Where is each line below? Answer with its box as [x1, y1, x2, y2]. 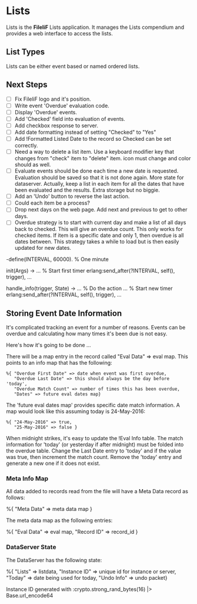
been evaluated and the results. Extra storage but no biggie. [14, 187, 160, 194]
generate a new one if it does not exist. [6, 460, 101, 467]
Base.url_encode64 [6, 592, 54, 599]
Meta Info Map [6, 474, 49, 483]
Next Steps [6, 80, 48, 90]
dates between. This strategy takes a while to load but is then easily [14, 238, 179, 245]
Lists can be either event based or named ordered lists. [6, 62, 140, 70]
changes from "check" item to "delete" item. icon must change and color [14, 155, 191, 162]
